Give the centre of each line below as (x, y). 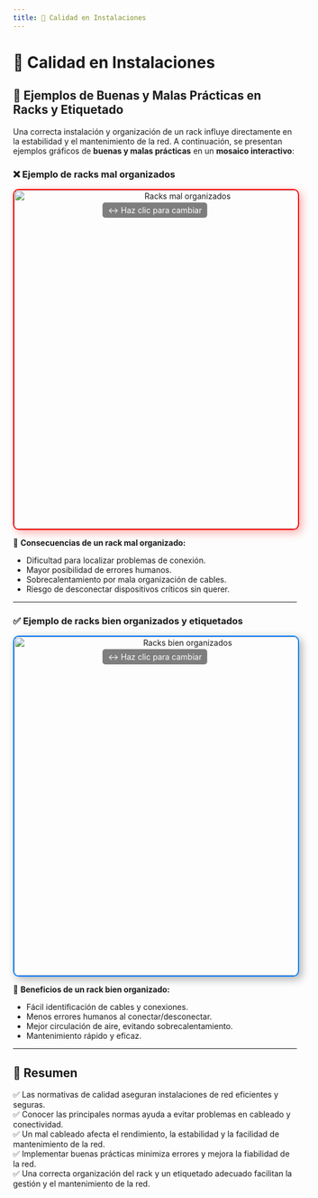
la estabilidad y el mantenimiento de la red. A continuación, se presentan (148, 141)
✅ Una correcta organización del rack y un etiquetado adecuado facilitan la (153, 1174)
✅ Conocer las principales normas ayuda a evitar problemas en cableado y (152, 1114)
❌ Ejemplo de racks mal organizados (94, 174)
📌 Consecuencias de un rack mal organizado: (100, 542)
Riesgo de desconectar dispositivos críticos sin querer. (128, 589)
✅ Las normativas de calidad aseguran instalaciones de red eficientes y (146, 1095)
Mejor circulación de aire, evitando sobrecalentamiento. (129, 1026)
